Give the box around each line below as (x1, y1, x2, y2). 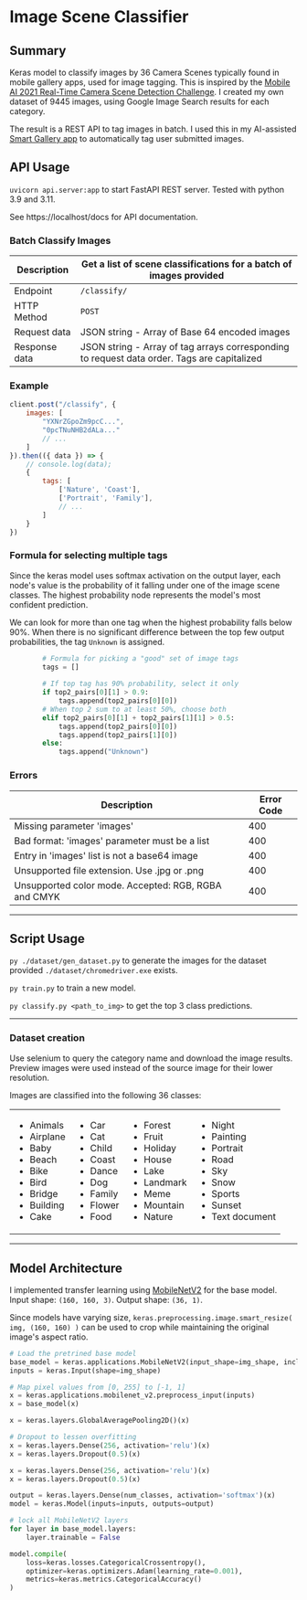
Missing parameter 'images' (14, 820, 134, 832)
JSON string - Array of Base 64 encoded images (80, 326, 291, 339)
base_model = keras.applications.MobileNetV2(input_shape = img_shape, (9, 1357, 281, 1367)
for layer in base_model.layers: (9, 1524, 137, 1534)
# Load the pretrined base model (9, 1349, 137, 1358)
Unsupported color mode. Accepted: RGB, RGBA (14, 879, 222, 892)
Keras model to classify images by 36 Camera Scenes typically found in (9, 67, 281, 78)
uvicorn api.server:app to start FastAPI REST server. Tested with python (9, 184, 285, 195)
